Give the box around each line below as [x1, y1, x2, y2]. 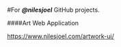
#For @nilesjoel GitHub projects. [7, 6, 100, 14]
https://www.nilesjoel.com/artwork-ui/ [7, 32, 114, 40]
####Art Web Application [7, 19, 79, 27]
